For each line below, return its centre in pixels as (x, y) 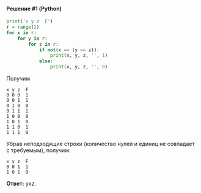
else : (46, 61)
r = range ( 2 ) (23, 27)
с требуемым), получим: (38, 150)
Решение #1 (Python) (34, 9)
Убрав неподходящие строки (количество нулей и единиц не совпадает (100, 144)
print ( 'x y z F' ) (30, 21)
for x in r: (21, 33)
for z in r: (44, 44)
